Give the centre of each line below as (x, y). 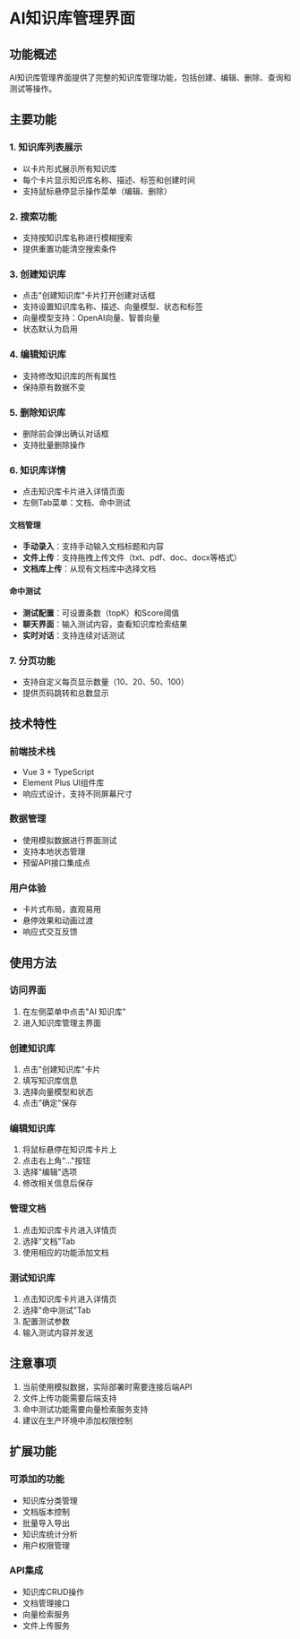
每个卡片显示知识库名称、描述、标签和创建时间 (108, 179)
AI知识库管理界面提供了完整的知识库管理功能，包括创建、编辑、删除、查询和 (150, 78)
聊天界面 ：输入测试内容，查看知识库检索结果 (105, 624)
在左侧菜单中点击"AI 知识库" (74, 1011)
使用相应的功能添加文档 (65, 1252)
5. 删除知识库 (38, 412)
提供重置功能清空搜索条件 (69, 248)
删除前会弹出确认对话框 (65, 433)
